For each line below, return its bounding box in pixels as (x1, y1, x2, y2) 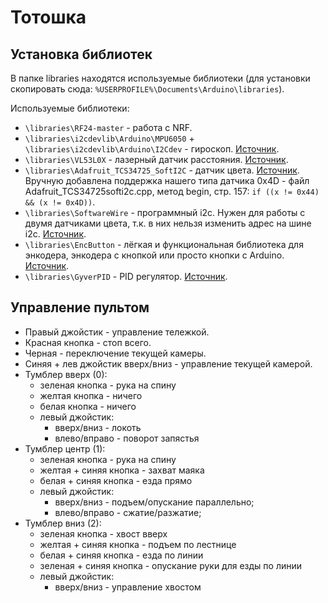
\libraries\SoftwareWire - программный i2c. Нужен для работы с (24, 207, 306, 218)
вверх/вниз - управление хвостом (54, 581, 202, 593)
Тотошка (10, 6, 87, 29)
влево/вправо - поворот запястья (54, 432, 200, 444)
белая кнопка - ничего (39, 400, 137, 412)
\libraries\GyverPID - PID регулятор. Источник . (24, 271, 228, 282)
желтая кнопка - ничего (39, 389, 143, 401)
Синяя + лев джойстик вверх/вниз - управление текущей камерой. (24, 357, 313, 370)
